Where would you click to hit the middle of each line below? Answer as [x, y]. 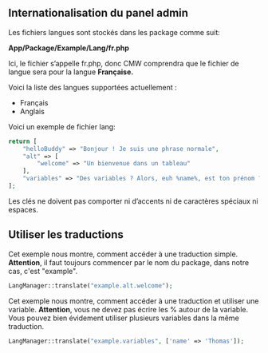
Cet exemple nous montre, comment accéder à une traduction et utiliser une [134, 301]
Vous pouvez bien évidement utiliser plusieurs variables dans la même [124, 318]
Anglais [32, 111]
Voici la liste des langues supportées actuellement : [93, 87]
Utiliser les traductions [66, 235]
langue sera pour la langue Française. [71, 72]
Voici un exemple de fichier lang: [62, 126]
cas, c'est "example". [43, 271]
